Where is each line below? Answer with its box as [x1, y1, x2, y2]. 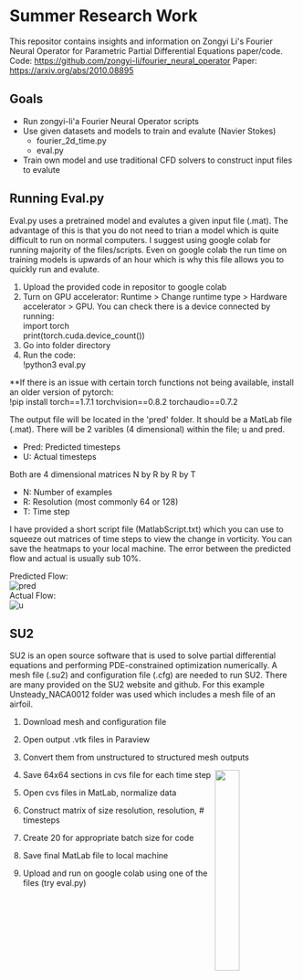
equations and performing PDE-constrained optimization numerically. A [9, 660, 278, 671]
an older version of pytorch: [9, 386, 114, 398]
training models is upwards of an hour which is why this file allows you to [9, 253, 285, 265]
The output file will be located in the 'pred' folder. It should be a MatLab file [9, 413, 292, 425]
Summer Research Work [9, 5, 198, 27]
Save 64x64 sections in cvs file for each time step [22, 770, 212, 781]
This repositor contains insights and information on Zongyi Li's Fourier [9, 36, 274, 47]
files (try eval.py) [22, 878, 87, 889]
